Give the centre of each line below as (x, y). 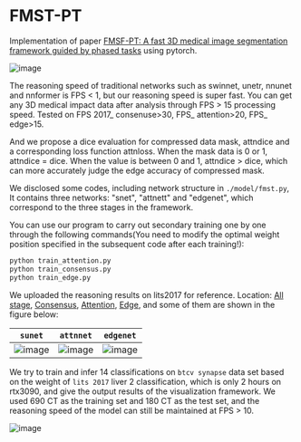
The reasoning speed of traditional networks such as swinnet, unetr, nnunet (151, 85)
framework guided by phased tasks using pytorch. (103, 50)
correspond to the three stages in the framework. (101, 207)
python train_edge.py (50, 277)
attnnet (76, 335)
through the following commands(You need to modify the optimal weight (145, 234)
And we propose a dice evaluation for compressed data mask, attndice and (150, 141)
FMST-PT (46, 16)
